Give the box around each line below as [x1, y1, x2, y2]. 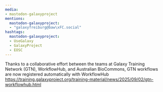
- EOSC [9, 47, 23, 52]
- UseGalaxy [9, 39, 34, 44]
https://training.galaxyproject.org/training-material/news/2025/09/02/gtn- [5, 76, 154, 82]
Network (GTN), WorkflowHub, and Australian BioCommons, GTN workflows [5, 66, 158, 72]
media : [5, 7, 18, 12]
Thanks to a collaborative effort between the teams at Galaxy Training [5, 61, 145, 67]
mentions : [5, 16, 25, 21]
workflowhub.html [5, 81, 41, 87]
